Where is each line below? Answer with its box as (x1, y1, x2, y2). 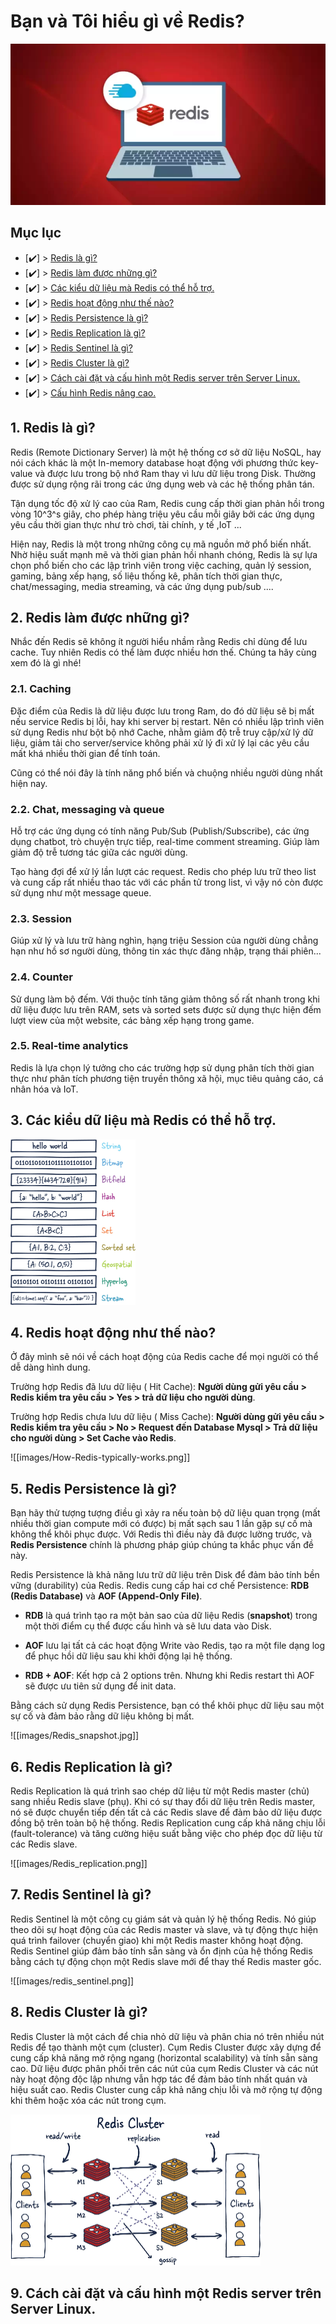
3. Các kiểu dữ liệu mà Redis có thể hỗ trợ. (10, 1112, 277, 1129)
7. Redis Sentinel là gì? (10, 1886, 152, 1904)
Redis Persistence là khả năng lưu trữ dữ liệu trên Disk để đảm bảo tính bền (10, 1569, 320, 1581)
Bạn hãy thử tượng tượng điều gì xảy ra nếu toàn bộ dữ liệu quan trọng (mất (10, 1507, 321, 1519)
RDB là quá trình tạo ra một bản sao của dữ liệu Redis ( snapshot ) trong (24, 1610, 318, 1622)
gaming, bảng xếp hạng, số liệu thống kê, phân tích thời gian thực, (10, 570, 283, 582)
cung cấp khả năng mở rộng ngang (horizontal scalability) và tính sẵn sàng (10, 2051, 318, 2064)
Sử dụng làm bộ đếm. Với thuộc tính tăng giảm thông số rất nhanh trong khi (10, 993, 320, 1005)
